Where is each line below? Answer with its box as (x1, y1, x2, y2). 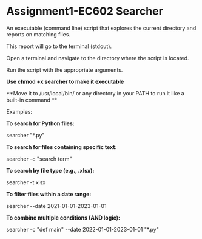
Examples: (6, 108, 32, 115)
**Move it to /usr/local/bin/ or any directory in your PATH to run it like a (6, 89, 185, 97)
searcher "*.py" (6, 131, 45, 139)
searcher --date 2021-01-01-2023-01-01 (6, 202, 107, 209)
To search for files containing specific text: (6, 143, 117, 150)
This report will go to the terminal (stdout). (6, 43, 112, 50)
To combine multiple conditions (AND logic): (6, 214, 120, 221)
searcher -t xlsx (6, 178, 46, 186)
